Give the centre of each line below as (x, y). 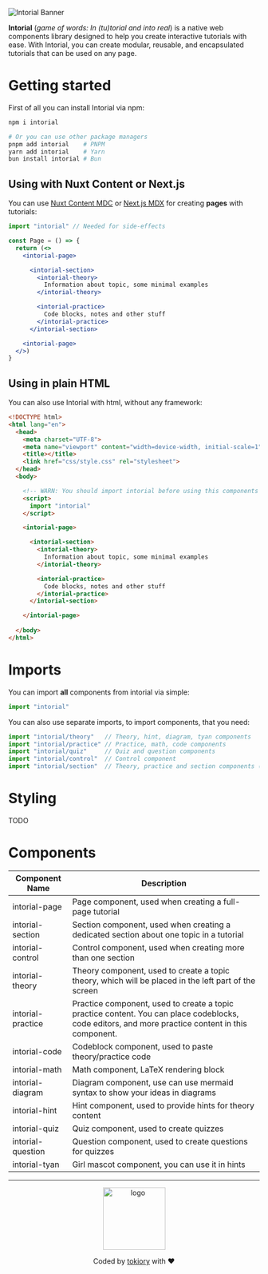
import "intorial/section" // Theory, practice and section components (132, 766)
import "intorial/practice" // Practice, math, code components (117, 744)
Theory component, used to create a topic (151, 970)
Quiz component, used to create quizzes (148, 1129)
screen (85, 990)
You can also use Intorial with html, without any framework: (105, 403)
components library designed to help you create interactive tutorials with (128, 36)
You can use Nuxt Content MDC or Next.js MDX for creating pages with (126, 203)
